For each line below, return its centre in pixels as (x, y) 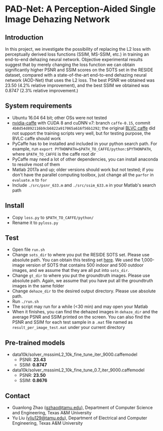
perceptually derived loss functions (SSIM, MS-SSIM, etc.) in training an (77, 54)
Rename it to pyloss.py (35, 223)
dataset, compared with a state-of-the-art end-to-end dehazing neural (76, 75)
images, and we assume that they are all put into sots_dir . (71, 270)
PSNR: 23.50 (33, 375)
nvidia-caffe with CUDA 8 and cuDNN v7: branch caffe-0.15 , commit (81, 123)
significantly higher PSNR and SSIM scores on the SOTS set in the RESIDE (79, 70)
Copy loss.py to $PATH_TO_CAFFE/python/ (53, 217)
